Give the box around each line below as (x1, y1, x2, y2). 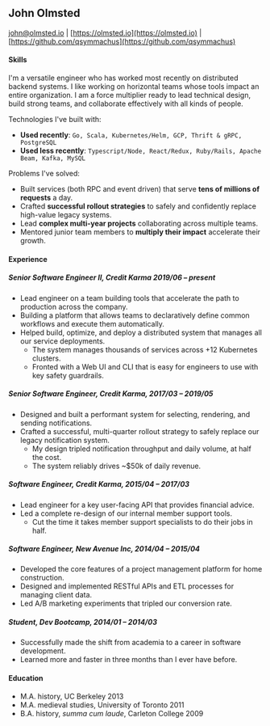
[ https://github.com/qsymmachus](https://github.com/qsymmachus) (8, 36, 236, 46)
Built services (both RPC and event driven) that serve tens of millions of (19, 184, 260, 194)
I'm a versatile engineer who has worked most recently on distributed (8, 73, 239, 83)
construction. (19, 573, 64, 583)
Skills (8, 55, 27, 65)
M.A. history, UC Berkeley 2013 (19, 691, 124, 701)
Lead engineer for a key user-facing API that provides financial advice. (19, 500, 255, 509)
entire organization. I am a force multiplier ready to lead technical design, (8, 91, 251, 100)
